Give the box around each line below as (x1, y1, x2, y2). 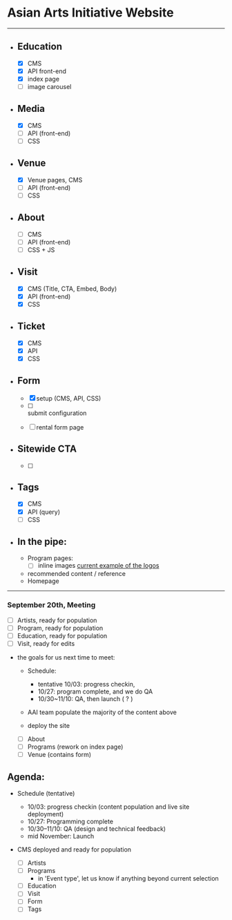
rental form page (36, 423, 84, 431)
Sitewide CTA (17, 443, 77, 455)
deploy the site (27, 722, 70, 730)
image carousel (27, 82, 72, 90)
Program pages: (27, 554, 74, 562)
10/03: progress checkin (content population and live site (27, 803, 190, 811)
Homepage (27, 577, 60, 585)
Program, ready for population (17, 624, 104, 632)
